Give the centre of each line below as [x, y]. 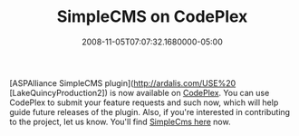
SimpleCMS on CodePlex [152, 17]
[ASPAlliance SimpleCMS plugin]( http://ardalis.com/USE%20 [123, 83]
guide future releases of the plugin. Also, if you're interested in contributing [150, 112]
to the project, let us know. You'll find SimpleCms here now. [120, 121]
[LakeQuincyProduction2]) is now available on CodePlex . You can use [140, 92]
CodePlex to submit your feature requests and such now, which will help [144, 102]
